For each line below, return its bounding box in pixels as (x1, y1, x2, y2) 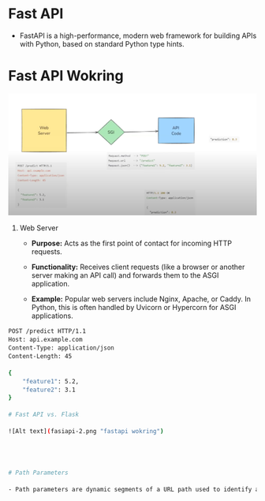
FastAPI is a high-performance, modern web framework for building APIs (19, 31, 257, 40)
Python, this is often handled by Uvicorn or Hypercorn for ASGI (31, 303, 237, 312)
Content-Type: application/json (8, 344, 114, 352)
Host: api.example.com (8, 336, 83, 344)
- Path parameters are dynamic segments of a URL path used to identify (8, 486, 252, 494)
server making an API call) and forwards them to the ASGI (31, 271, 219, 280)
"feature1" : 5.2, (22, 377, 80, 385)
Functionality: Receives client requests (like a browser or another (31, 262, 245, 272)
